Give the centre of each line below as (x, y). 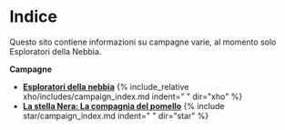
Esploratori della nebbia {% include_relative (106, 86)
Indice (33, 17)
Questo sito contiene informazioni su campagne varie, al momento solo (143, 42)
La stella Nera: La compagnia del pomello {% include (123, 105)
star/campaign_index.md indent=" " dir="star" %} (116, 115)
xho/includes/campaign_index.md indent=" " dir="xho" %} (132, 96)
